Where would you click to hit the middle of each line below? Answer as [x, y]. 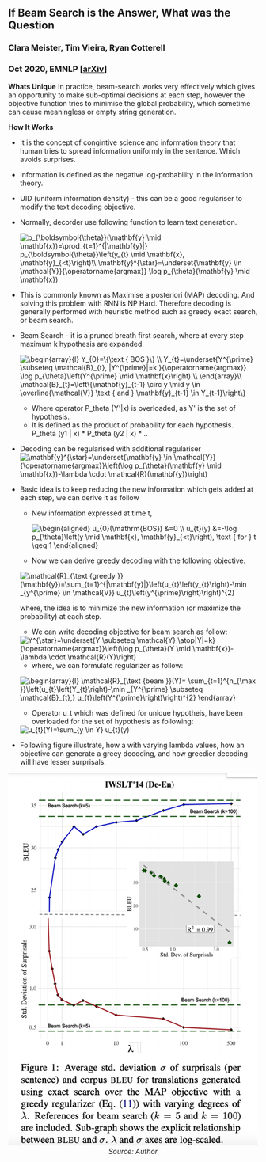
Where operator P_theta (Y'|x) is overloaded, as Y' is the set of [133, 408]
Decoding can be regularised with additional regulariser [110, 448]
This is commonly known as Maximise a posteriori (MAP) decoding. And [137, 294]
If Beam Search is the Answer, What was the [120, 13]
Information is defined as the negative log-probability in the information [136, 174]
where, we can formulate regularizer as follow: [107, 665]
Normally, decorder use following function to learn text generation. [128, 222]
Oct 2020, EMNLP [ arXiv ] [58, 69]
